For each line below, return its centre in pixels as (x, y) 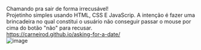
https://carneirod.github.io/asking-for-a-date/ (63, 34)
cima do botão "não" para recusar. (49, 28)
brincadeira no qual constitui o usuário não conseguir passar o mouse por (99, 21)
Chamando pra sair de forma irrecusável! (58, 9)
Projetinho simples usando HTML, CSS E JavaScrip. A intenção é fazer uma (101, 15)
